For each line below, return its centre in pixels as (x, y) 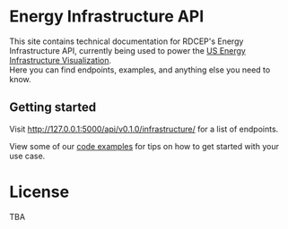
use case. (27, 156)
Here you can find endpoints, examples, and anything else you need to (140, 70)
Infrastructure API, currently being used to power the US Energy (128, 50)
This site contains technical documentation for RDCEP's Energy (127, 41)
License (39, 192)
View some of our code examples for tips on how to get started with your (144, 146)
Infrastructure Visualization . (61, 60)
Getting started (53, 108)
